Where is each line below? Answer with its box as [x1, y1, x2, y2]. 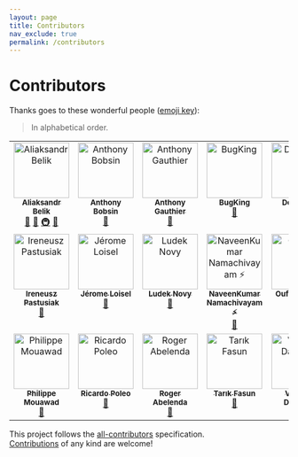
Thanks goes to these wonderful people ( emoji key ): [9, 105, 200, 116]
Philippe [26, 389, 57, 399]
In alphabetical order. [30, 122, 109, 133]
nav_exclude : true [9, 29, 77, 38]
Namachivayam [207, 298, 263, 308]
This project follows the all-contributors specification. [9, 429, 206, 439]
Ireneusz [25, 289, 58, 299]
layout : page [9, 12, 58, 22]
